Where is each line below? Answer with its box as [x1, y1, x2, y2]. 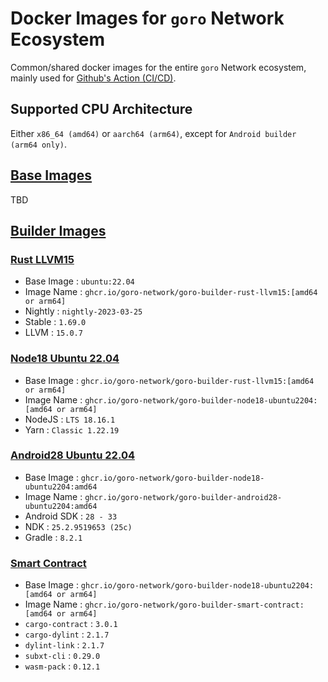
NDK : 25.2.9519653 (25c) [24, 520, 133, 532]
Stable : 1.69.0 [24, 316, 87, 328]
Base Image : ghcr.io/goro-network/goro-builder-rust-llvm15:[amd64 [24, 374, 315, 386]
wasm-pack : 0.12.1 [24, 660, 101, 672]
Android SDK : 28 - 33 [24, 510, 118, 522]
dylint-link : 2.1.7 [24, 639, 105, 651]
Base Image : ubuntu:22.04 [24, 275, 135, 287]
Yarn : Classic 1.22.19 [24, 423, 120, 436]
